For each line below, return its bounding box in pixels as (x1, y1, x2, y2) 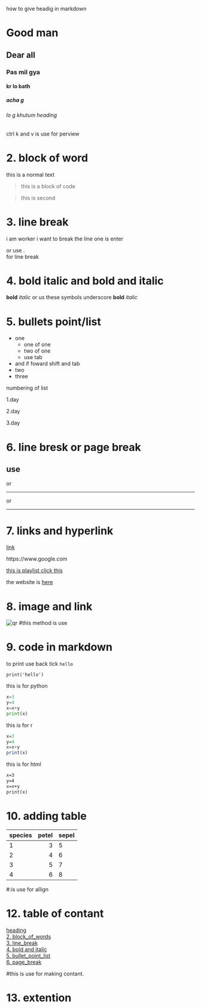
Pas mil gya (6, 68, 41, 76)
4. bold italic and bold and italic (6, 274, 164, 287)
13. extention (6, 991, 72, 1004)
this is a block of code (20, 182, 76, 189)
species (9, 831, 32, 839)
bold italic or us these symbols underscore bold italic (6, 294, 138, 301)
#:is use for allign (6, 886, 49, 893)
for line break (6, 253, 39, 260)
